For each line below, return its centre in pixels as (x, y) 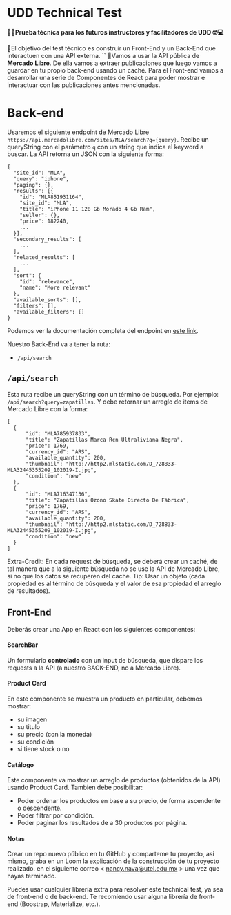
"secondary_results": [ (47, 239)
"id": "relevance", (48, 281)
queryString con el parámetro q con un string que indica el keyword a (106, 147)
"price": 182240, (44, 221)
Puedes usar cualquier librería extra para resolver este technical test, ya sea (115, 889)
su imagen (32, 719)
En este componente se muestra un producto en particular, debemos (105, 699)
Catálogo (21, 764)
